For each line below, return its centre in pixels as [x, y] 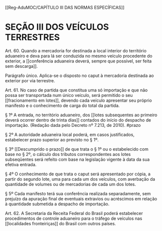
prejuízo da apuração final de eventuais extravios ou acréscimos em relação [81, 199]
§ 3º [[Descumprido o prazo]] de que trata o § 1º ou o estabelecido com [77, 149]
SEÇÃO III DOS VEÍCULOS [57, 27]
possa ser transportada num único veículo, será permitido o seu [69, 95]
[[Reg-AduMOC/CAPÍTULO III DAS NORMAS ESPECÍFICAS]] [65, 8]
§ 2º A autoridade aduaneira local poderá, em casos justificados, [70, 134]
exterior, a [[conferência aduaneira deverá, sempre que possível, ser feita [78, 61]
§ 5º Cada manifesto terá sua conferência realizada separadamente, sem [78, 193]
